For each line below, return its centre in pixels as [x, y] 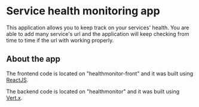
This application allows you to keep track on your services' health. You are [98, 27]
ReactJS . [17, 80]
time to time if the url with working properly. [60, 40]
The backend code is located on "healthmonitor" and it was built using [93, 91]
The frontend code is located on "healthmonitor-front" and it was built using [100, 74]
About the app [33, 59]
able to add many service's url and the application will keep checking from [98, 33]
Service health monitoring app [83, 11]
